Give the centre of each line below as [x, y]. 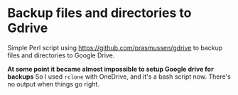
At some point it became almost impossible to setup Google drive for [111, 69]
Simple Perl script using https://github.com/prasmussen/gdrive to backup [115, 47]
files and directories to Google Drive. [61, 55]
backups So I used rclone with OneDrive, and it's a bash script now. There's [119, 77]
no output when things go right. [53, 84]
